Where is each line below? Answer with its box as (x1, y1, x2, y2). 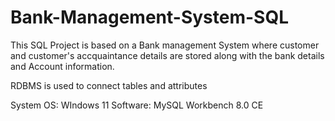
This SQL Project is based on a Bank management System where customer (10, 39, 320, 51)
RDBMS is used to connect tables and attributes (10, 79, 208, 91)
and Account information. (10, 60, 115, 72)
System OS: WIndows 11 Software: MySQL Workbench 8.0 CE (10, 99, 264, 111)
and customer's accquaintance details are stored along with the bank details (10, 49, 325, 61)
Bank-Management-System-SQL (10, 6, 289, 29)
